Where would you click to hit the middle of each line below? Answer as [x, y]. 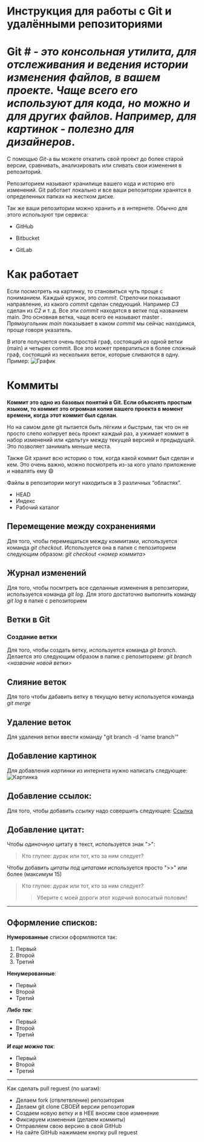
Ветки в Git [28, 620]
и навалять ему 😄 [30, 471]
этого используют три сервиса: [48, 215]
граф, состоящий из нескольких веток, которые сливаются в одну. [93, 355]
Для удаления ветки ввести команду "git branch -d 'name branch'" [93, 737]
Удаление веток [39, 722]
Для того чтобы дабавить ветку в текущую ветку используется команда [100, 697]
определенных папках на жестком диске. [61, 197]
